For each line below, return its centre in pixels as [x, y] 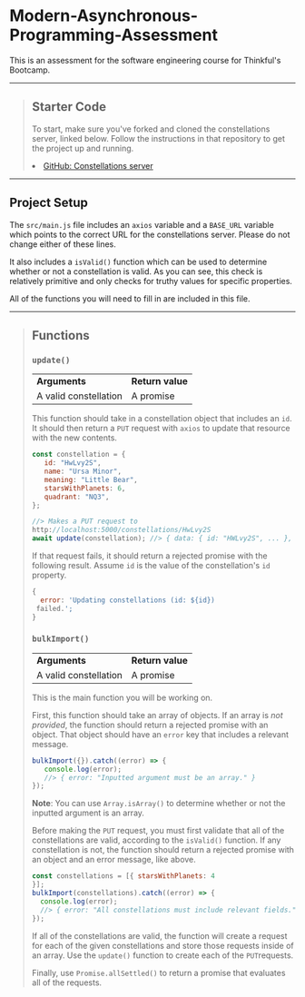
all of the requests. [67, 982]
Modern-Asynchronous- [103, 16]
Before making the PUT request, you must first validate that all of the [158, 831]
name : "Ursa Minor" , [83, 471]
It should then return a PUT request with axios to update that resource [161, 429]
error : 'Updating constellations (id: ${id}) [128, 600]
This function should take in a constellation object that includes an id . [162, 419]
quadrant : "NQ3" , [77, 497]
